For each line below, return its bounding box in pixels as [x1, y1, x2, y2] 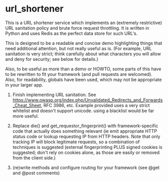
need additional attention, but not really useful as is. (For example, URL [5, 45, 152, 51]
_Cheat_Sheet [12, 102, 41, 108]
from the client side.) [12, 154, 56, 161]
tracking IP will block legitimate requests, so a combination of [12, 139, 140, 145]
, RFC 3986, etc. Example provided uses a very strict [41, 102, 150, 108]
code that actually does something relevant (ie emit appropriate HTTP [12, 128, 157, 134]
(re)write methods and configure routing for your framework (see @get [12, 164, 160, 170]
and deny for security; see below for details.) [5, 56, 99, 62]
